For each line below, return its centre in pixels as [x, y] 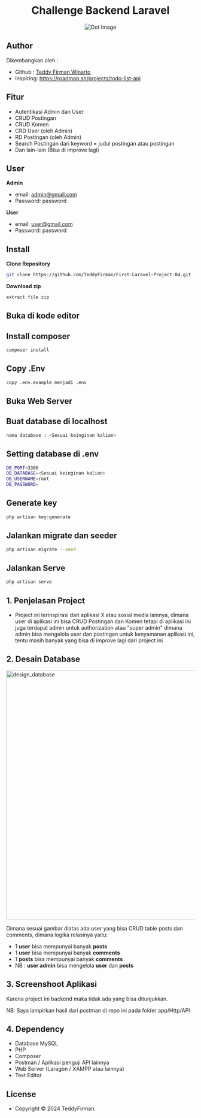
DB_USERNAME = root [28, 479]
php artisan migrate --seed [41, 549]
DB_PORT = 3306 [22, 468]
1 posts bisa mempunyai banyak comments [69, 959]
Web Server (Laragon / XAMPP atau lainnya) [69, 1069]
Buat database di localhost [57, 421]
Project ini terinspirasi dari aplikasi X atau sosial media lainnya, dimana [102, 615]
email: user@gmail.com [44, 224]
